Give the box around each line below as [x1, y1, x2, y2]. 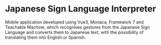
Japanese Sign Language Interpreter [5, 3, 157, 14]
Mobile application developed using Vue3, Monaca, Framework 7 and [5, 19, 144, 25]
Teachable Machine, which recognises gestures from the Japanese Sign [5, 24, 150, 30]
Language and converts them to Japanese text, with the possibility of [5, 29, 144, 35]
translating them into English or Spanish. [5, 34, 86, 40]
